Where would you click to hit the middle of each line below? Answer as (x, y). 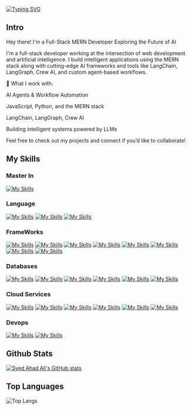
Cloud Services (29, 295)
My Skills (23, 159)
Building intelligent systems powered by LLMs (62, 129)
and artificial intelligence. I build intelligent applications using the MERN (93, 59)
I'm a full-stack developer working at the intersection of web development (96, 53)
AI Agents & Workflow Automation (47, 95)
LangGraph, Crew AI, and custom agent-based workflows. (76, 72)
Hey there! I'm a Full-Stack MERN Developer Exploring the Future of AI (91, 42)
